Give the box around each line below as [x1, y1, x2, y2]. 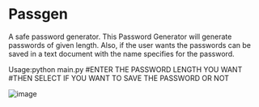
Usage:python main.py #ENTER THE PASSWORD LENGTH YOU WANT [8, 64, 243, 74]
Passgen [8, 5, 69, 24]
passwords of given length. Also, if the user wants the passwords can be [8, 40, 252, 49]
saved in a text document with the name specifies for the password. [8, 49, 235, 58]
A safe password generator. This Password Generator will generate [8, 32, 232, 41]
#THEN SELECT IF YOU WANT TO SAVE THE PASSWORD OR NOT [8, 73, 229, 83]
